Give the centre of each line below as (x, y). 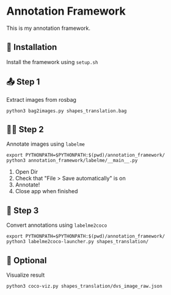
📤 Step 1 (23, 82)
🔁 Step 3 (23, 211)
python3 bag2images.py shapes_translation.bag (67, 111)
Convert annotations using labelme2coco (57, 225)
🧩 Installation (32, 47)
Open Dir (27, 172)
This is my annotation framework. (48, 28)
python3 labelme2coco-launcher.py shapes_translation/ (78, 242)
